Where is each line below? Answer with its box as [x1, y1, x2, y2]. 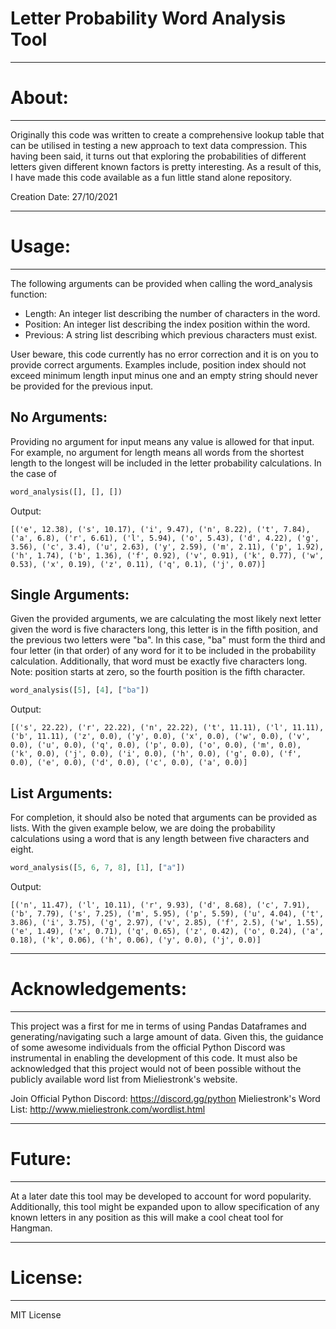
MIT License [10, 1308, 62, 1321]
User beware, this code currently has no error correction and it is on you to [10, 348, 319, 360]
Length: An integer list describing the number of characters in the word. [24, 307, 321, 319]
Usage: [10, 235, 72, 258]
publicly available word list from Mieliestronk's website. [10, 1073, 238, 1085]
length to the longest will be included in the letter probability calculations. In [10, 457, 322, 469]
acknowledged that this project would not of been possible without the [10, 1062, 302, 1074]
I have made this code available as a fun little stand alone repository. [10, 171, 293, 183]
